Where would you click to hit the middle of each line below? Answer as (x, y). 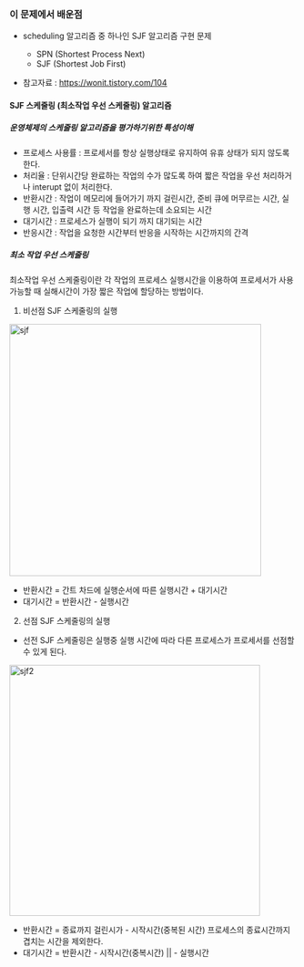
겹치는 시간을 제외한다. (63, 941)
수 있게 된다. (45, 651)
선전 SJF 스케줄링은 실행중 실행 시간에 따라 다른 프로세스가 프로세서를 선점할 (158, 639)
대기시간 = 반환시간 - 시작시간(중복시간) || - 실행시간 (116, 952)
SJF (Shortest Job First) (81, 64)
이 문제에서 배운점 (46, 14)
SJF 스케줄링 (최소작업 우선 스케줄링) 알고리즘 (91, 105)
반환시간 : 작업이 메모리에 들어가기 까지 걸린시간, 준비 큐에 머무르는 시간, (151, 198)
